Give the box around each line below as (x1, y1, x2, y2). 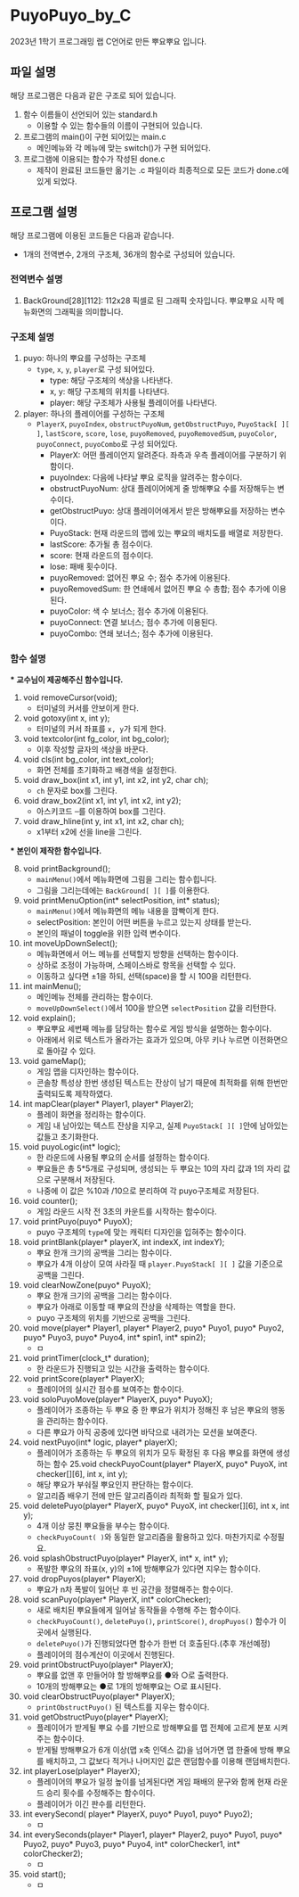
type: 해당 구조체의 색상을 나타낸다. (49, 375, 174, 386)
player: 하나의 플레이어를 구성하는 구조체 (22, 408, 166, 419)
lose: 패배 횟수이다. (49, 561, 117, 572)
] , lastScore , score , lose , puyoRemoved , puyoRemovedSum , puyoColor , (36, 428, 278, 439)
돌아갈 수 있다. (45, 1045, 96, 1057)
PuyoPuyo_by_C (10, 5, 132, 26)
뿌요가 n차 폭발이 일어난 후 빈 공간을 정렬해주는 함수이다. (36, 1584, 234, 1595)
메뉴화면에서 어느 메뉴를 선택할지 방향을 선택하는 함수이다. (36, 949, 239, 960)
